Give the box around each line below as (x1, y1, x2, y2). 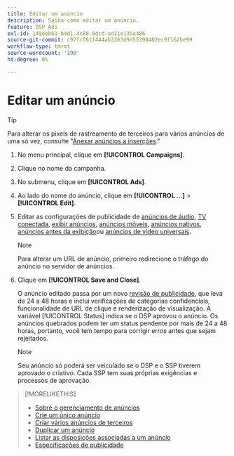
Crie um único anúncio (34, 410, 100, 419)
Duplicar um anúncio (34, 426, 95, 434)
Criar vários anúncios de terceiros (34, 418, 133, 426)
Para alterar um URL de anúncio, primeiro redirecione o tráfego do (17, 254, 209, 263)
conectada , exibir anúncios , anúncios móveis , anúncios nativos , (17, 219, 202, 228)
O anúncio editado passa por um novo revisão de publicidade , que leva (17, 289, 223, 297)
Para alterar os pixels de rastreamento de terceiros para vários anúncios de (7, 129, 225, 138)
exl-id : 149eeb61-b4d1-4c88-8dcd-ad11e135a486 (7, 30, 146, 37)
